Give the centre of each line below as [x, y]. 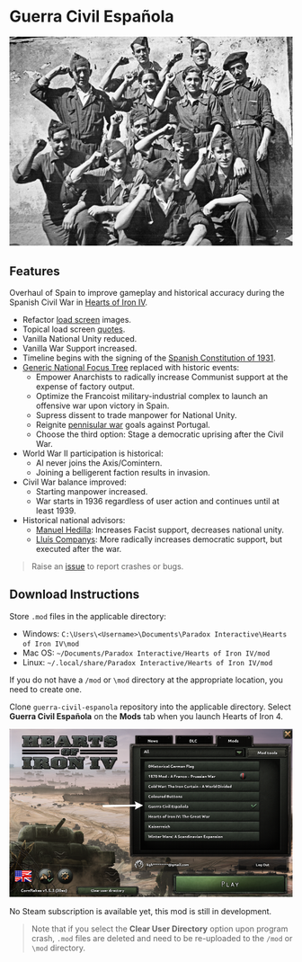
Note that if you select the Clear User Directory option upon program [160, 929]
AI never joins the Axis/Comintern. [99, 463]
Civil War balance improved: [75, 482]
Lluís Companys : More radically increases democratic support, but [159, 539]
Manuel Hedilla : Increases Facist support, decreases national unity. [160, 530]
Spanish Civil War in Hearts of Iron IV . [79, 302]
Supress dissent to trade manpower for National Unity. [136, 415]
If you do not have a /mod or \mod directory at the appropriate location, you [146, 680]
